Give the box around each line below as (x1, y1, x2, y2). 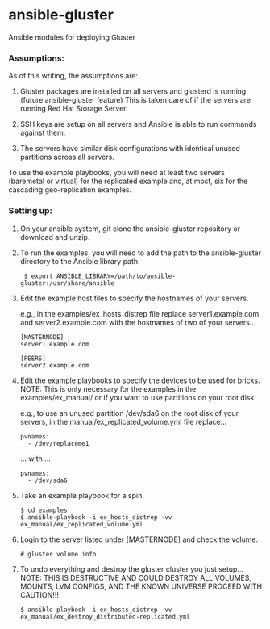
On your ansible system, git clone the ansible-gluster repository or (19, 224, 240, 233)
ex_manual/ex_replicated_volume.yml (19, 520, 143, 528)
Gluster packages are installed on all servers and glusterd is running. (19, 86, 248, 96)
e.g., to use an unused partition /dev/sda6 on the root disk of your (19, 408, 239, 417)
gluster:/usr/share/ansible (19, 279, 114, 287)
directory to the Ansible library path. (19, 256, 140, 266)
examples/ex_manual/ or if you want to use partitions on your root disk (19, 392, 255, 402)
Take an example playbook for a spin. (19, 490, 145, 500)
